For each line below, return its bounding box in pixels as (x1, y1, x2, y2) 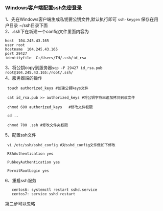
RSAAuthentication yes (7, 151, 54, 156)
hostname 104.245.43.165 (5, 47, 58, 52)
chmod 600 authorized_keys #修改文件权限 (7, 105, 93, 110)
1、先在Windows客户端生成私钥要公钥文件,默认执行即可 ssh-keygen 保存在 (5, 16, 154, 23)
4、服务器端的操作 (5, 75, 43, 81)
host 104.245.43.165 (5, 38, 49, 44)
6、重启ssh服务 (5, 178, 37, 184)
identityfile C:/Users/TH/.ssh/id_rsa (5, 55, 87, 61)
